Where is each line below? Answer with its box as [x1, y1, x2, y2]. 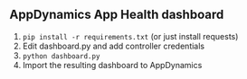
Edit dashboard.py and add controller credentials [22, 40, 205, 51]
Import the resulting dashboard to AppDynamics [22, 59, 203, 70]
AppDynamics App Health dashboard [9, 7, 224, 22]
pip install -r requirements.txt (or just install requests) [22, 31, 239, 41]
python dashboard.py [22, 51, 100, 61]
